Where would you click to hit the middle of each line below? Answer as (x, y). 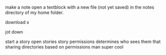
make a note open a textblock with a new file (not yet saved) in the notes (80, 7)
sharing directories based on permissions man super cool (64, 47)
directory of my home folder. (34, 12)
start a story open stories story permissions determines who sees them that (83, 41)
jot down (14, 32)
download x (17, 22)
